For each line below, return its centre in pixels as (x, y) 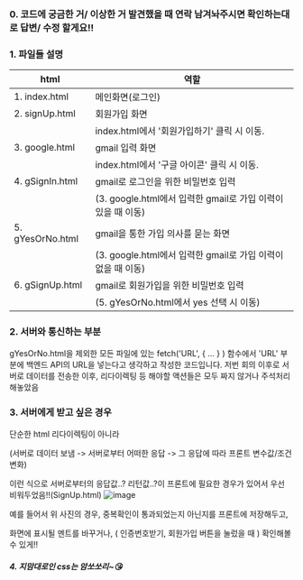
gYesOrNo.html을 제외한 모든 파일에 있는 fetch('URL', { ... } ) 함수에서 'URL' (144, 353)
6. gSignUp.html (48, 285)
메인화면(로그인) (128, 97)
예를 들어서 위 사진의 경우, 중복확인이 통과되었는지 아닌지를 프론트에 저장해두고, (149, 514)
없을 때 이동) (120, 269)
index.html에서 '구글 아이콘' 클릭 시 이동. (177, 165)
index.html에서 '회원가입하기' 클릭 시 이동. (180, 131)
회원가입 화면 (121, 115)
